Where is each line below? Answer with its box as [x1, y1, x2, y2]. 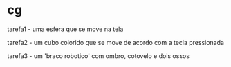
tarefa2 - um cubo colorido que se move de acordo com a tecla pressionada [7, 38, 225, 46]
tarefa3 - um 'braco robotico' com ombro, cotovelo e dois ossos [7, 51, 190, 60]
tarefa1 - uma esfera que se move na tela [7, 25, 124, 33]
